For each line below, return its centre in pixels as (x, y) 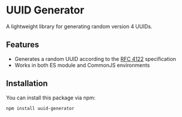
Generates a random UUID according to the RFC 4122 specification (95, 58)
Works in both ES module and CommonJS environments (82, 65)
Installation (27, 83)
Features (23, 45)
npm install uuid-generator (40, 108)
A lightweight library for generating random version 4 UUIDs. (79, 26)
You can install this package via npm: (51, 98)
